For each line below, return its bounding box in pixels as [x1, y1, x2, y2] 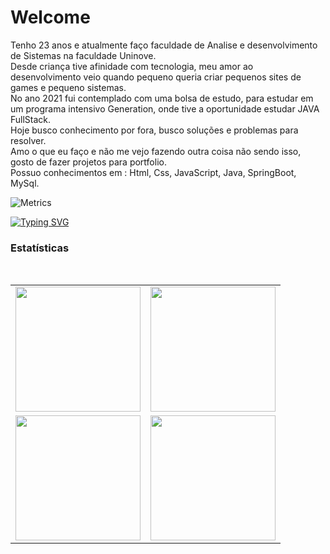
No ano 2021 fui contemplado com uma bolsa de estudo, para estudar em [10, 92, 314, 104]
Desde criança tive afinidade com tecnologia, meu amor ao [10, 60, 254, 72]
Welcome [10, 6, 91, 29]
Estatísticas [10, 241, 70, 255]
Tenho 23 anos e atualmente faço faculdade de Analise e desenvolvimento [10, 39, 318, 51]
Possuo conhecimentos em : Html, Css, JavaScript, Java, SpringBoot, [10, 166, 297, 178]
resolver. [10, 134, 47, 146]
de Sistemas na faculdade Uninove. [10, 49, 157, 61]
